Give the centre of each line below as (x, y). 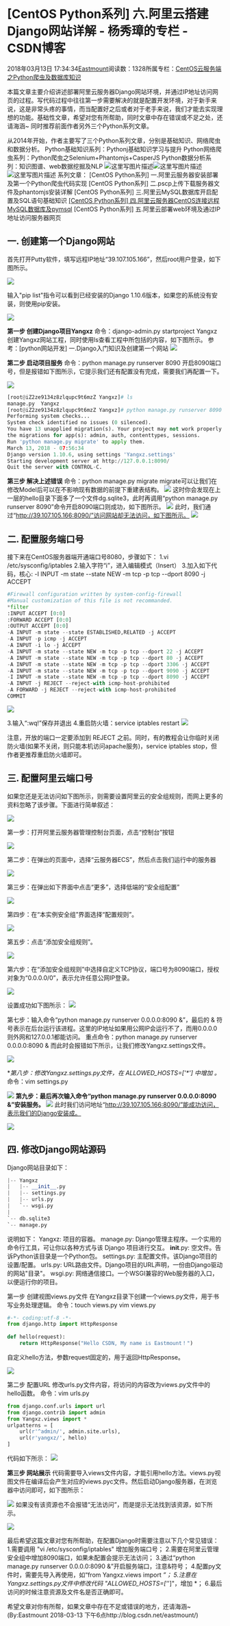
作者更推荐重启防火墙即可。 (46, 754)
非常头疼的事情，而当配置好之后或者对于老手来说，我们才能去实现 (124, 109)
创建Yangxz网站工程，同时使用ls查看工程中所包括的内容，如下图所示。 (107, 339)
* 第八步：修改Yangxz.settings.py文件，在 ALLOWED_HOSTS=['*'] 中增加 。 (114, 1072)
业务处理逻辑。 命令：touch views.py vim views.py (84, 1305)
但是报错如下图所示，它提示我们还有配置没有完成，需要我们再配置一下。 (121, 371)
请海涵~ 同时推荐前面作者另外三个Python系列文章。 (80, 126)
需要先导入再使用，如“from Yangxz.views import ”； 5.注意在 (111, 1575)
